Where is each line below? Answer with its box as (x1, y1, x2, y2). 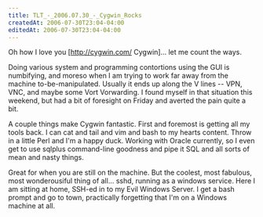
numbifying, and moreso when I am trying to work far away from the (8, 71, 229, 81)
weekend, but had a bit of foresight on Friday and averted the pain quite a (8, 96, 246, 106)
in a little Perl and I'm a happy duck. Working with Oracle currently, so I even (8, 136, 255, 146)
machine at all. (8, 201, 56, 211)
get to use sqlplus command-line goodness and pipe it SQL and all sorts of (8, 144, 250, 154)
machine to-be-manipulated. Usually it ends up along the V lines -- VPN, (8, 79, 243, 89)
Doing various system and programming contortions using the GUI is (8, 63, 230, 72)
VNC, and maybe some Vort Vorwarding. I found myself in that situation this (8, 88, 253, 97)
